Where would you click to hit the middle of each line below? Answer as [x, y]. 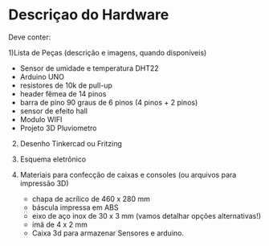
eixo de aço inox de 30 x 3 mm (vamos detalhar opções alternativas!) [147, 215]
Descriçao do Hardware [89, 15]
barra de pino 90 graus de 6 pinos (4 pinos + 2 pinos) [109, 102]
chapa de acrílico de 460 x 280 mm [91, 199]
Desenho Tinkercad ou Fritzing [71, 143]
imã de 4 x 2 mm [60, 224]
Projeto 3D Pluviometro [58, 128]
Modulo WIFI [41, 119]
